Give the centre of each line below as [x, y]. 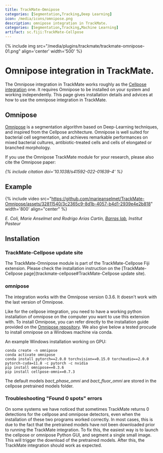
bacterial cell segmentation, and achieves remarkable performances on [76, 137]
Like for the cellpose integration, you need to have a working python [73, 311]
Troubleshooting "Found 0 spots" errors [54, 399]
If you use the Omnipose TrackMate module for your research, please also [80, 157]
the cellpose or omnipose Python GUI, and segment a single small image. [78, 435]
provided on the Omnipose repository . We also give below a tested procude [81, 327]
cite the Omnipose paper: [30, 162]
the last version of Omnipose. [35, 302]
